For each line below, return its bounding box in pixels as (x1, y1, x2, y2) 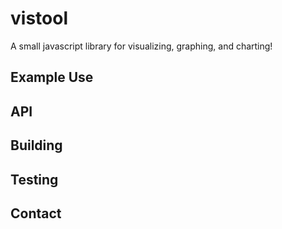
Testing (10, 171, 59, 188)
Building (10, 137, 63, 154)
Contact (10, 205, 62, 222)
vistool (10, 7, 68, 30)
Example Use (10, 69, 94, 86)
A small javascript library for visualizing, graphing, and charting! (10, 40, 273, 52)
